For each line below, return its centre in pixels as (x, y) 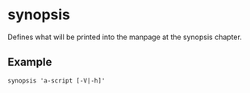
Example (30, 62)
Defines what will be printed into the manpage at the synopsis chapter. (125, 37)
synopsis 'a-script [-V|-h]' (56, 81)
